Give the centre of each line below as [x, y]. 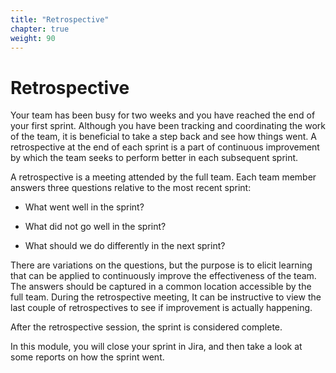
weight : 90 [33, 38]
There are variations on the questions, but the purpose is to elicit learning [161, 265]
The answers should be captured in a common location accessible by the [161, 287]
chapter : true [40, 29]
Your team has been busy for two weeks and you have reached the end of [163, 115]
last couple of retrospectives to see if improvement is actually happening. [161, 308]
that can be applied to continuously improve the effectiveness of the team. [163, 276]
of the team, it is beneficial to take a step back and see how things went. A [163, 137]
